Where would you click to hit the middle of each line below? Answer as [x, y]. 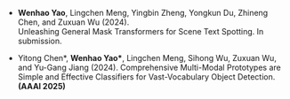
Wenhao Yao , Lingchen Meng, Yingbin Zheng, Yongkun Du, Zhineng [143, 13]
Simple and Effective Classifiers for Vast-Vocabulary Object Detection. [146, 77]
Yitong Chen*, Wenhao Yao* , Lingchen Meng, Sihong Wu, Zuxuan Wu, [147, 58]
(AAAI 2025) [42, 86]
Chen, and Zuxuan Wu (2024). [73, 22]
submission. [40, 41]
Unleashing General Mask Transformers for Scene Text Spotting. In [141, 31]
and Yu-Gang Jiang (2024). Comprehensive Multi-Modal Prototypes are [149, 67]
